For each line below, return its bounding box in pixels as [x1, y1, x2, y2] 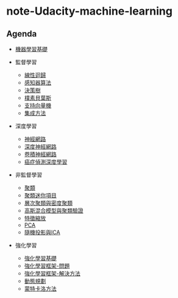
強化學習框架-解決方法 [24, 270, 81, 277]
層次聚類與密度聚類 [24, 199, 73, 207]
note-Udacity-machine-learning [6, 4, 173, 18]
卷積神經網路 [24, 151, 57, 158]
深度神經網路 [24, 143, 57, 150]
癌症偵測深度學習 [24, 158, 68, 165]
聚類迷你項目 [24, 192, 57, 199]
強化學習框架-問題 [24, 262, 70, 269]
